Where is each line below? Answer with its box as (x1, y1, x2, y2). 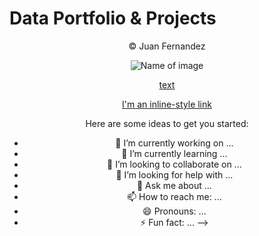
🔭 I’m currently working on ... (115, 137, 234, 149)
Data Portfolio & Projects (9, 7, 217, 30)
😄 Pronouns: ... (142, 205, 207, 217)
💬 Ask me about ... (136, 179, 212, 191)
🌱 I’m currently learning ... (121, 147, 228, 159)
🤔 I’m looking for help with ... (115, 168, 234, 181)
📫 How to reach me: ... (127, 190, 222, 202)
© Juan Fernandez (128, 40, 206, 52)
